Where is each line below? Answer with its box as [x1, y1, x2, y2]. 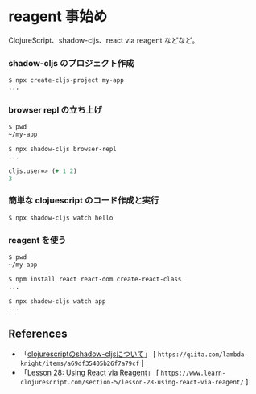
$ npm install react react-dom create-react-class [8, 275, 182, 283]
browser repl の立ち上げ [8, 104, 103, 115]
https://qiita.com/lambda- [157, 351, 248, 359]
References [8, 326, 68, 340]
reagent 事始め [8, 7, 108, 26]
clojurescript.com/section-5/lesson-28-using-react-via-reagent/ [19, 379, 244, 387]
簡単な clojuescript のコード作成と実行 [8, 195, 159, 206]
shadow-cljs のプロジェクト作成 [8, 57, 134, 68]
